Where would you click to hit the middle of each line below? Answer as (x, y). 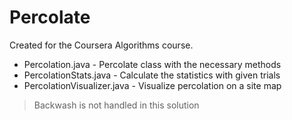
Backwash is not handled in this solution (116, 105)
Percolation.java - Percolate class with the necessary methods (152, 64)
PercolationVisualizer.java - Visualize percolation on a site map (152, 85)
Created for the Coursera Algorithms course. (101, 45)
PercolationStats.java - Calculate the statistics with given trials (152, 75)
